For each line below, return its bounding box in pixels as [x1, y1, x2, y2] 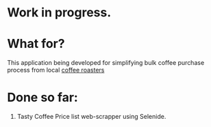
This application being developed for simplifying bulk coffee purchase [7, 59, 205, 67]
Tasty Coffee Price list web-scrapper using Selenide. [16, 113, 166, 121]
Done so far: [7, 90, 79, 105]
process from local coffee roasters [7, 66, 105, 74]
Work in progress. [7, 5, 112, 20]
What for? [7, 36, 65, 52]
